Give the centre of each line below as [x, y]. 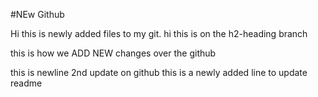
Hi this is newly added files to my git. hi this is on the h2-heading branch [159, 33]
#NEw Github [37, 14]
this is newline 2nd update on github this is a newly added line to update [159, 72]
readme [26, 83]
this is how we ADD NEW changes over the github [113, 53]
